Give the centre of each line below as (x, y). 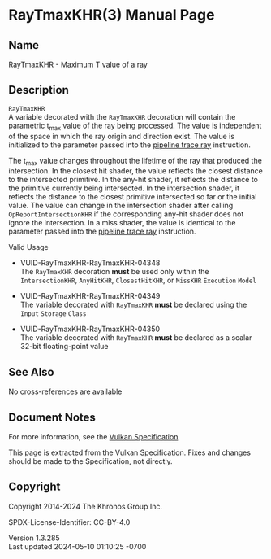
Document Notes (52, 417)
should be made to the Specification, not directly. (90, 461)
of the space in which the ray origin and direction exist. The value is (122, 136)
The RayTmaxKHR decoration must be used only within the (114, 272)
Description (39, 90)
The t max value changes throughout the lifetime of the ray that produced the (135, 162)
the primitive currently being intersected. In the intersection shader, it (124, 188)
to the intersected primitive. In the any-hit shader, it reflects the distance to (133, 180)
